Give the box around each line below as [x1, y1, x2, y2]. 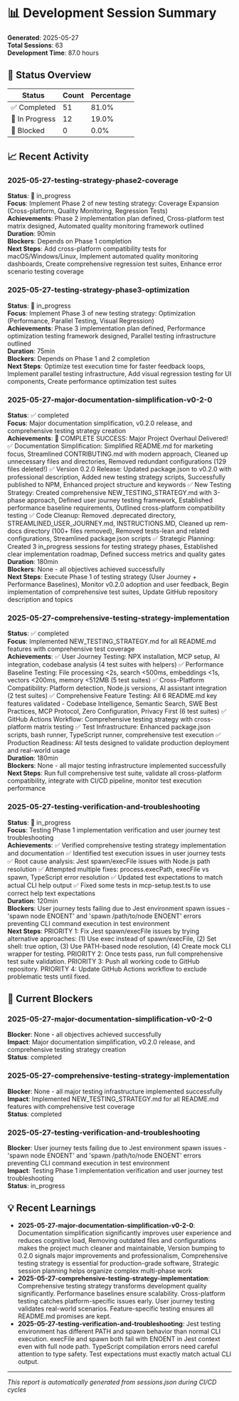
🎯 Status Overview [7, 69, 92, 81]
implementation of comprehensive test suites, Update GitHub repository [7, 588, 218, 596]
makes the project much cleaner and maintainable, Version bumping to [17, 1244, 225, 1252]
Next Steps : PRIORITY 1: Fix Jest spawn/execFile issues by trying [7, 927, 199, 935]
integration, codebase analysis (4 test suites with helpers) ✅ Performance [7, 660, 224, 669]
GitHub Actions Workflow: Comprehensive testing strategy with [7, 715, 193, 724]
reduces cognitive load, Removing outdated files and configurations [17, 1236, 217, 1244]
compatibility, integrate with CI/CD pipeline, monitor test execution [7, 776, 202, 785]
